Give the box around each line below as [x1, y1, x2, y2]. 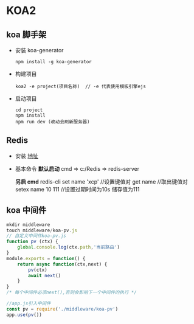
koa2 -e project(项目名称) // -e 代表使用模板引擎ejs [15, 83, 146, 89]
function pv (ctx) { [6, 238, 59, 245]
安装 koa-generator [15, 47, 64, 53]
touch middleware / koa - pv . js [6, 227, 78, 233]
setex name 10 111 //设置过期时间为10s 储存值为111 [15, 185, 140, 193]
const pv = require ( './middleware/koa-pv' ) [6, 306, 119, 312]
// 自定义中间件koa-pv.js [6, 233, 67, 239]
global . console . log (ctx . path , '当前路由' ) [17, 244, 120, 250]
